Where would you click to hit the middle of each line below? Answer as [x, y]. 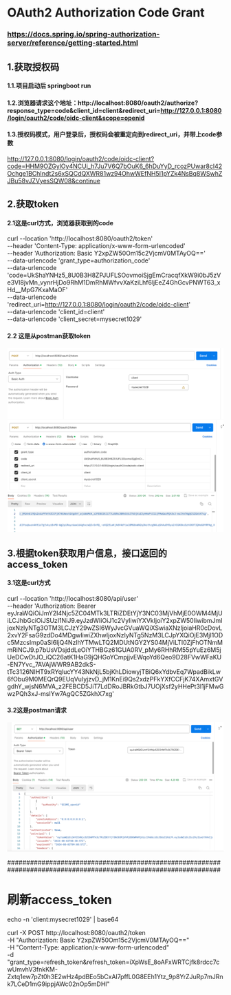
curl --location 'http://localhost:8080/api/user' [73, 598]
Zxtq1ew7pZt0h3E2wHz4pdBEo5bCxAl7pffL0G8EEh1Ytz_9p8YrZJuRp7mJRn [115, 976]
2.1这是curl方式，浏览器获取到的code [60, 223]
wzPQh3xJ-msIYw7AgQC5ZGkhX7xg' [61, 693]
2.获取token [33, 204]
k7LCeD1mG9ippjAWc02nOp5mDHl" [58, 984]
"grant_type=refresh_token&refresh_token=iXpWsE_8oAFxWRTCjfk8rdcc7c [113, 962]
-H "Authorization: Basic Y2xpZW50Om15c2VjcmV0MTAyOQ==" [98, 940]
